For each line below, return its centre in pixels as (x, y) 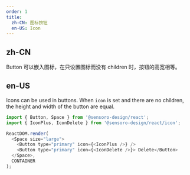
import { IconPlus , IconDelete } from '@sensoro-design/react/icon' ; (94, 123)
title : (14, 17)
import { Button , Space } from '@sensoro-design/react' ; (78, 117)
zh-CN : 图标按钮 (30, 22)
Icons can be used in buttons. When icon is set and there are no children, (95, 100)
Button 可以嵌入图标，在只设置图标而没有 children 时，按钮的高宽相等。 (94, 67)
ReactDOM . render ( (27, 134)
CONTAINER (23, 161)
